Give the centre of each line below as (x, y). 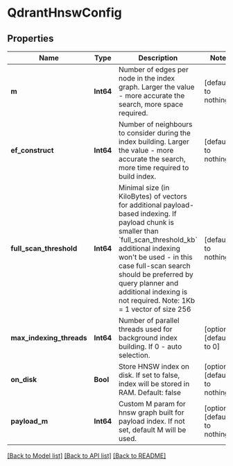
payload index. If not (152, 421)
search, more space (151, 104)
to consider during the (154, 133)
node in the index (147, 78)
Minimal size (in (144, 188)
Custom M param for (152, 404)
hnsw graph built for (151, 413)
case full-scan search (154, 266)
